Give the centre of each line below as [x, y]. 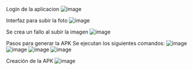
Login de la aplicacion [33, 9]
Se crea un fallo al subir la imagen [47, 32]
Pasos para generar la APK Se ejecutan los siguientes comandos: [86, 43]
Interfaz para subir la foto [37, 20]
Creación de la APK [30, 61]
